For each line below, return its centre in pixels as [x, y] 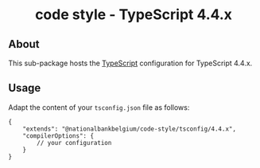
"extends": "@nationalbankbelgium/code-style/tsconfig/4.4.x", [130, 129]
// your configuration [74, 143]
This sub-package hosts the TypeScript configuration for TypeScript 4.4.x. [130, 63]
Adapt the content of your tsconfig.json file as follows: [99, 107]
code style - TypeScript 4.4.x [134, 15]
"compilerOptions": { [58, 136]
